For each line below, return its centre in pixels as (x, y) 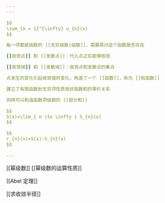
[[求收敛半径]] (24, 194)
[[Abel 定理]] (22, 181)
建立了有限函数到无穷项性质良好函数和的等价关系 (58, 89)
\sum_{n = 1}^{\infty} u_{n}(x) (47, 29)
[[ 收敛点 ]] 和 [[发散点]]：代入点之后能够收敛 (58, 56)
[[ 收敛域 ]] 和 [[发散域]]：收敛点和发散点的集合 (61, 67)
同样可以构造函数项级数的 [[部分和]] (47, 100)
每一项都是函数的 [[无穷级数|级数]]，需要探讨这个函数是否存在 (76, 45)
